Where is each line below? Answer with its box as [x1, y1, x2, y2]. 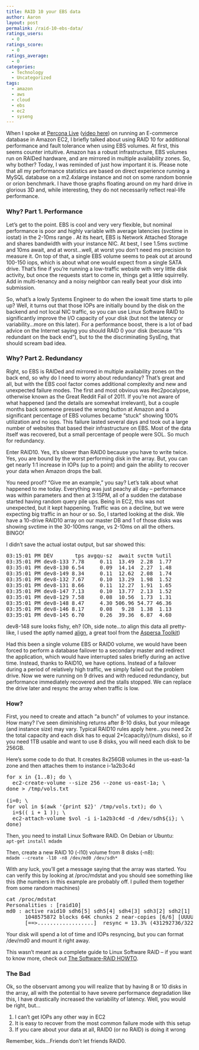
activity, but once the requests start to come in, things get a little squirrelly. [6, 271, 189, 279]
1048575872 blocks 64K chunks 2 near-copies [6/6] [24, 914, 175, 921]
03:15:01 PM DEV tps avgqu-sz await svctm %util [6, 552, 172, 559]
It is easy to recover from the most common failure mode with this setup [14, 1020, 191, 1027]
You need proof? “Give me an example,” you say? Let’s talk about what [6, 478, 179, 486]
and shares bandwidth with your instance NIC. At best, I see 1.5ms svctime [6, 240, 188, 247]
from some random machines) [6, 885, 80, 892]
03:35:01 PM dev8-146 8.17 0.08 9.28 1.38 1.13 [6, 605, 172, 612]
